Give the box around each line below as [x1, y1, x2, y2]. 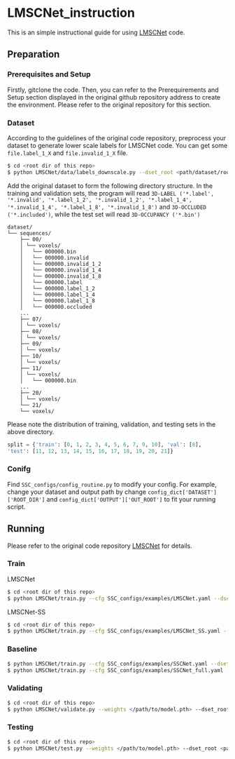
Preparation [7, 48, 60, 60]
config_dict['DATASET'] [148, 489, 217, 496]
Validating [7, 683, 43, 693]
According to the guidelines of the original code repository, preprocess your [7, 133, 226, 142]
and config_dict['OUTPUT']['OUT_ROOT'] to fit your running [46, 495, 216, 503]
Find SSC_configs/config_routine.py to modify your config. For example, [7, 480, 217, 488]
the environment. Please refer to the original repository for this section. [7, 100, 212, 109]
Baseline [7, 644, 38, 654]
